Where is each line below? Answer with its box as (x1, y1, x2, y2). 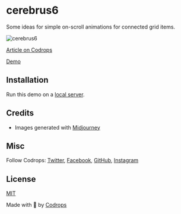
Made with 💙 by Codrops (6, 202, 67, 209)
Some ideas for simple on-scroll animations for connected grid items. (6, 23, 176, 30)
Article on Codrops (6, 46, 52, 53)
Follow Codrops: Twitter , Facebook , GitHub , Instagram (6, 157, 139, 164)
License (6, 174, 36, 184)
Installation (6, 75, 49, 85)
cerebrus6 (6, 4, 59, 17)
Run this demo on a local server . (6, 90, 85, 98)
